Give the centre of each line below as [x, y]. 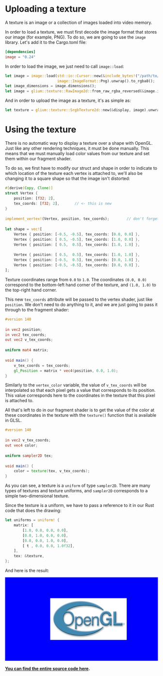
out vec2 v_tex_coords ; [29, 340]
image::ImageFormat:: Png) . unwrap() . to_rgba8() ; [106, 81]
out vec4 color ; [21, 445]
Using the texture [41, 130]
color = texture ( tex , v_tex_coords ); [52, 471]
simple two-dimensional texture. [37, 496]
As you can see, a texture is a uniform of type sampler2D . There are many [78, 485]
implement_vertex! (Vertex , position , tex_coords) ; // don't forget [82, 219]
